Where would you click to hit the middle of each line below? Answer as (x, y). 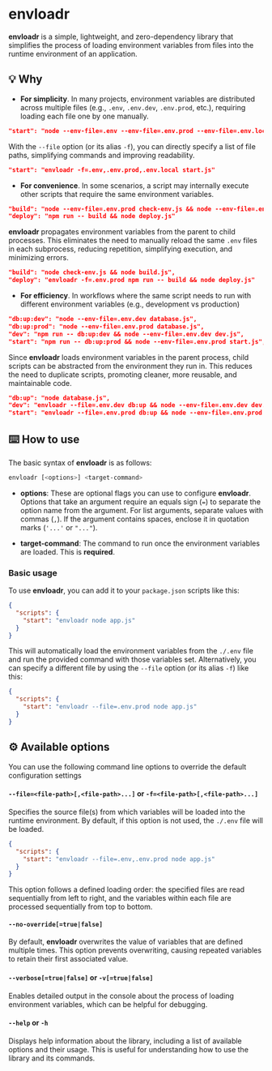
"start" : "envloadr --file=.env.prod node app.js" (110, 707)
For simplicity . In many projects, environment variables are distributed (138, 99)
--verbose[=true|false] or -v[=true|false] (81, 978)
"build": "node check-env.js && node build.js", (92, 272)
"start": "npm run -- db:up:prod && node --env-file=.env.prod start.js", (137, 341)
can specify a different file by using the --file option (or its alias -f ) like (129, 668)
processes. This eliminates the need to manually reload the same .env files (133, 241)
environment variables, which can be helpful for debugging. (108, 1004)
